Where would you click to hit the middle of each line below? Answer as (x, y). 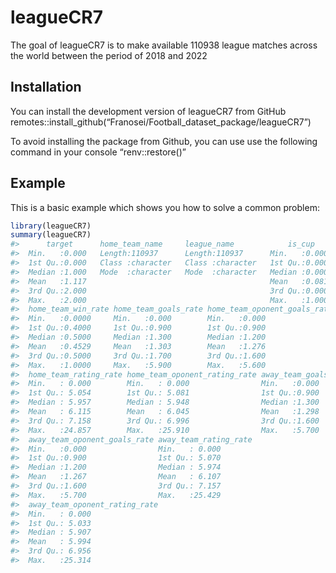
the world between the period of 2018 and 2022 (109, 55)
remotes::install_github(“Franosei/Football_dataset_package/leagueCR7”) (161, 122)
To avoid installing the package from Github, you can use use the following (164, 141)
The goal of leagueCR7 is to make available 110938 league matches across (164, 45)
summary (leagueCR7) (51, 235)
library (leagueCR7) (51, 226)
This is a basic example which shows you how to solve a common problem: (165, 207)
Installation (46, 87)
